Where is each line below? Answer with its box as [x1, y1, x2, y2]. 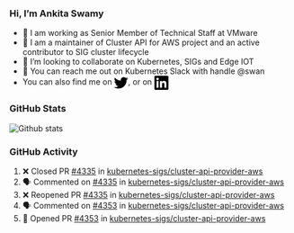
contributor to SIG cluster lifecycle [22, 47, 150, 58]
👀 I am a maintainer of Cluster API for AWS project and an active [22, 37, 261, 48]
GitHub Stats [9, 103, 67, 115]
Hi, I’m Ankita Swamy [9, 7, 104, 20]
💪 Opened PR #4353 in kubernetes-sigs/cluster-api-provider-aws [22, 212, 266, 223]
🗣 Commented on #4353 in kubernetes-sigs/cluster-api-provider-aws [22, 200, 285, 211]
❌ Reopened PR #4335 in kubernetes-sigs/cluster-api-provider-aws [22, 189, 275, 200]
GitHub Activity [9, 145, 78, 157]
